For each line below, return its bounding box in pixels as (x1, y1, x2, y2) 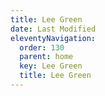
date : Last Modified (10, 24, 97, 34)
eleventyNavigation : (10, 33, 97, 43)
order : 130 (19, 42, 65, 53)
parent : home (19, 52, 74, 62)
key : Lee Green (19, 61, 83, 71)
